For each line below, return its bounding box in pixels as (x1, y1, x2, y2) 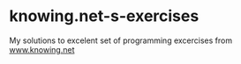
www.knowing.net (9, 44, 75, 54)
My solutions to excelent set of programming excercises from (9, 35, 232, 46)
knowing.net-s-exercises (9, 6, 200, 26)
